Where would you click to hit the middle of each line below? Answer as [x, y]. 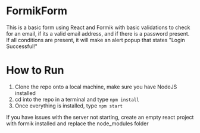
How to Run [35, 70]
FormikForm [37, 11]
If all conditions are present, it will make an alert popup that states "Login [96, 40]
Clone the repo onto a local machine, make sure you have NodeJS [96, 87]
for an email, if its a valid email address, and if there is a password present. [98, 33]
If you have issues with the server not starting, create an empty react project [100, 117]
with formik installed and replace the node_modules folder [77, 123]
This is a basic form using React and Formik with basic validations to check [98, 27]
